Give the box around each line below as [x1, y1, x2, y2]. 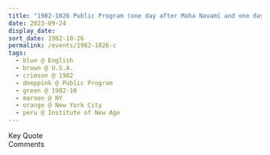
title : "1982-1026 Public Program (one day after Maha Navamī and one [8, 11, 250, 20]
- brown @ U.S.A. [15, 64, 74, 72]
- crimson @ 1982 [15, 71, 74, 80]
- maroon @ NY [15, 94, 63, 102]
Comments [8, 140, 45, 149]
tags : [8, 49, 27, 57]
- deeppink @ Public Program [15, 79, 113, 87]
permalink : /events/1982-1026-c [8, 42, 117, 50]
